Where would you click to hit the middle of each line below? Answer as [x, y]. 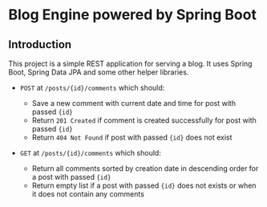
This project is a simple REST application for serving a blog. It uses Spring [130, 63]
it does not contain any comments [88, 194]
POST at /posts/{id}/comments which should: [92, 87]
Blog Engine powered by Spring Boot [132, 15]
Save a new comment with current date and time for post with [134, 103]
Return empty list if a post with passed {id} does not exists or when [144, 185]
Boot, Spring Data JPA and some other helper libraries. [99, 72]
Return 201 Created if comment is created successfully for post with [144, 120]
